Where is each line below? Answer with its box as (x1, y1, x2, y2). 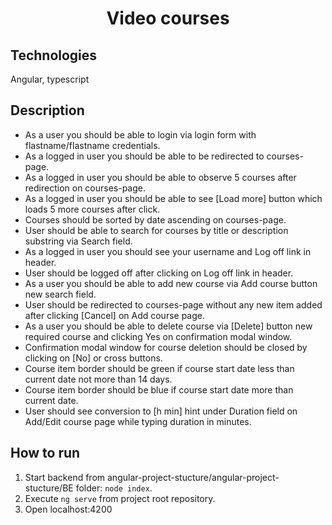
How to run (10, 445, 81, 462)
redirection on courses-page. (24, 182, 147, 194)
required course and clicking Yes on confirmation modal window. (24, 330, 293, 342)
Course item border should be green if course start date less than (24, 362, 295, 374)
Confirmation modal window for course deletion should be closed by (24, 341, 308, 353)
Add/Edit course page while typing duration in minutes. (24, 415, 252, 427)
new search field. (24, 288, 97, 300)
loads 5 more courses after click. (24, 203, 161, 215)
